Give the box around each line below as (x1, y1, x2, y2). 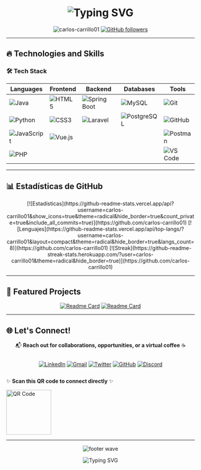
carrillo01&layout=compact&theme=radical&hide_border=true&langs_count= (7, 238, 194, 245)
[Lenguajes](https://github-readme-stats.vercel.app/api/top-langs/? (17, 225, 184, 233)
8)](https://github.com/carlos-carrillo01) (9, 245, 108, 252)
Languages (10, 84, 43, 93)
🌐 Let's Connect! (6, 325, 71, 335)
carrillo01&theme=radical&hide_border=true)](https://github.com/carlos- (11, 257, 190, 264)
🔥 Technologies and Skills (6, 48, 105, 59)
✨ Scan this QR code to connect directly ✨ (6, 377, 114, 385)
